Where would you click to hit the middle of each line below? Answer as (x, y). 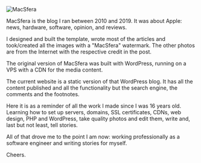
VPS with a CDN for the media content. (55, 70)
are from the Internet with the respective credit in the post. (79, 52)
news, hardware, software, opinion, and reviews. (67, 27)
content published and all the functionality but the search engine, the (92, 88)
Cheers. (16, 155)
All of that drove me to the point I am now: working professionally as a (93, 137)
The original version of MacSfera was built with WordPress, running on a (96, 63)
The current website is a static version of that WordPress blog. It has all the (100, 81)
